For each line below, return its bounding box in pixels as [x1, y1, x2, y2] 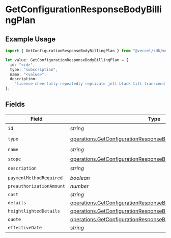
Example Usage [5, 35, 56, 43]
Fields [5, 100, 25, 109]
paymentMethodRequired [8, 175, 63, 181]
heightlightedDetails [8, 208, 60, 214]
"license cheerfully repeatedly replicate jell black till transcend [14, 81, 165, 86]
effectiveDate [8, 225, 42, 230]
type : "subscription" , [10, 67, 58, 72]
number [70, 182, 89, 189]
